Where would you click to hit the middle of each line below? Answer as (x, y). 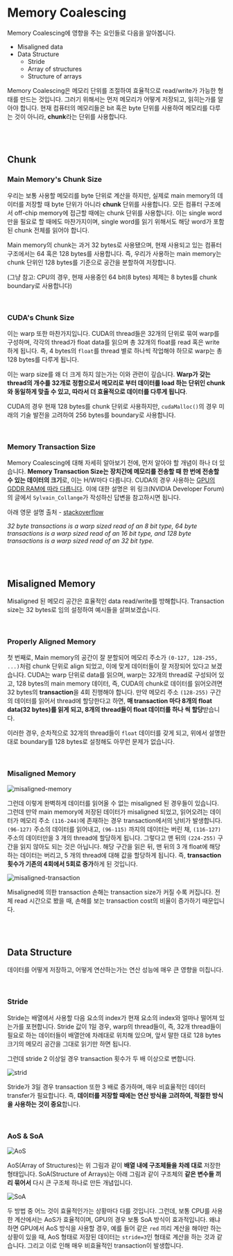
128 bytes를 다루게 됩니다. (43, 359)
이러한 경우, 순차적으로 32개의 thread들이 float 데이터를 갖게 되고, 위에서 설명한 (116, 733)
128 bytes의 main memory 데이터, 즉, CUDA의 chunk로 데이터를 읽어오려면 (120, 684)
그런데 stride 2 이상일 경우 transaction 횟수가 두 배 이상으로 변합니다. (101, 1058)
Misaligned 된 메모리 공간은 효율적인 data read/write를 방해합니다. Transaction (116, 601)
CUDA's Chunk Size (41, 317)
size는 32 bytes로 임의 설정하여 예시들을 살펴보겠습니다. (84, 610)
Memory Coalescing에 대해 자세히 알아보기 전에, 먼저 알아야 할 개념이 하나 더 (113, 463)
